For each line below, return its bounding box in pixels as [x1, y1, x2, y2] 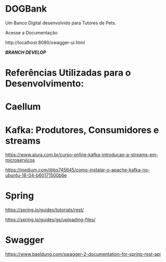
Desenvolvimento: [5, 78, 85, 89]
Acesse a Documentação [5, 29, 58, 35]
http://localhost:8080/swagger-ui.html [5, 39, 85, 46]
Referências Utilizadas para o [5, 67, 131, 79]
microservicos [5, 157, 35, 163]
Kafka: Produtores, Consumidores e [5, 124, 159, 136]
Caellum [5, 101, 41, 113]
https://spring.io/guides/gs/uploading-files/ [5, 216, 96, 223]
